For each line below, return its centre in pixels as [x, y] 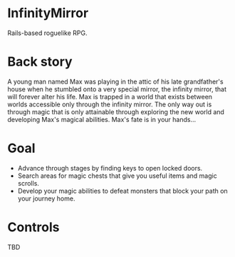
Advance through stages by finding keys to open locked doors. [110, 168]
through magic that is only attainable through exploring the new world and [116, 111]
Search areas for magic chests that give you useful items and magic [117, 176]
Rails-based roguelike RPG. [47, 33]
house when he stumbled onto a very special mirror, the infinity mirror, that [117, 89]
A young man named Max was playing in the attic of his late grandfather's [115, 81]
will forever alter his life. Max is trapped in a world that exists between [110, 96]
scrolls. [28, 183]
